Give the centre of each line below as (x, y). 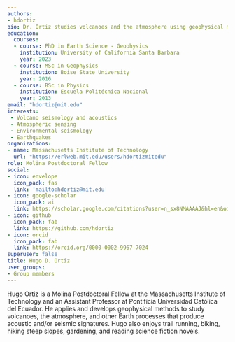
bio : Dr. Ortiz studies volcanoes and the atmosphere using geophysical (115, 27)
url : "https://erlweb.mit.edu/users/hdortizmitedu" (91, 157)
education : (23, 33)
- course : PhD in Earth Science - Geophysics (81, 46)
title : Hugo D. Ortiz (39, 261)
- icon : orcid (28, 235)
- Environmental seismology (51, 131)
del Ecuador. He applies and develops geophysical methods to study (106, 308)
